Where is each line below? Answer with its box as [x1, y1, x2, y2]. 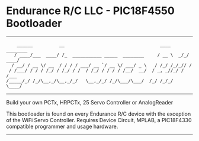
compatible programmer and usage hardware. [6, 123, 118, 130]
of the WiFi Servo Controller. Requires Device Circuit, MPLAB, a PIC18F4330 [6, 116, 192, 123]
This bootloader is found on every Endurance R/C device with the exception [6, 110, 191, 117]
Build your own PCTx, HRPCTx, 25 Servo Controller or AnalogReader [6, 99, 174, 106]
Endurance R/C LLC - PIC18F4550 [6, 4, 175, 18]
